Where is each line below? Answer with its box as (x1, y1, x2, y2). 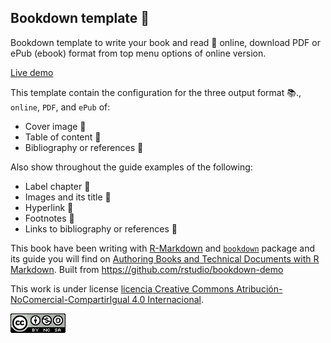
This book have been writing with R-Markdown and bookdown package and (10, 242, 316, 254)
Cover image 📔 (24, 120, 87, 132)
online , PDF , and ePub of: (10, 101, 111, 113)
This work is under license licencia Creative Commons (10, 282, 235, 295)
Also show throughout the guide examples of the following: (10, 161, 253, 173)
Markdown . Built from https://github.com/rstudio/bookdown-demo (10, 263, 284, 275)
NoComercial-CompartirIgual (10, 293, 130, 305)
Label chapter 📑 (24, 180, 91, 192)
